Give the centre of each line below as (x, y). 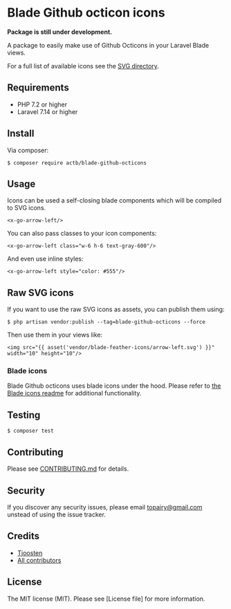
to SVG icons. (27, 208)
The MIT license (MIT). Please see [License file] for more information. (106, 599)
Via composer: (28, 150)
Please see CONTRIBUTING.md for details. (68, 469)
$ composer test (30, 431)
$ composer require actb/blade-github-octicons (77, 163)
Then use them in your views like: (55, 335)
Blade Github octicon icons (86, 13)
